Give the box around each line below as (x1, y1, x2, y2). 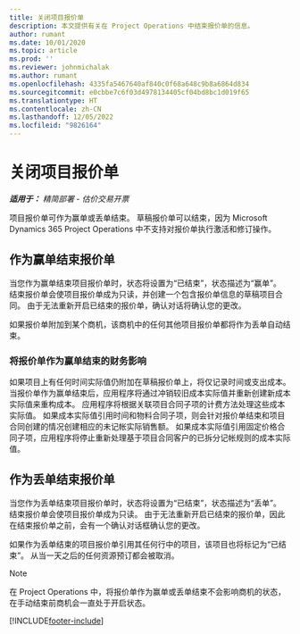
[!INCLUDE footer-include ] (9, 615, 104, 626)
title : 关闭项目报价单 (9, 13, 85, 22)
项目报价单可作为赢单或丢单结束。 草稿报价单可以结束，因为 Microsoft (9, 212, 268, 223)
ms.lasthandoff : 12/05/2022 (9, 113, 114, 121)
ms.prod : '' (9, 54, 54, 63)
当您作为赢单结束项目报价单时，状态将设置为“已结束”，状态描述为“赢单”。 (9, 278, 281, 288)
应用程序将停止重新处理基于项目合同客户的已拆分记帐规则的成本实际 (39, 432, 291, 443)
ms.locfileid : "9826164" (9, 121, 102, 130)
